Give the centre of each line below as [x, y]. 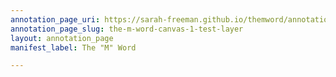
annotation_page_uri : [55, 19]
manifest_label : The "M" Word [73, 47]
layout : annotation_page [62, 38]
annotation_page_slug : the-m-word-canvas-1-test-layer [127, 29]
